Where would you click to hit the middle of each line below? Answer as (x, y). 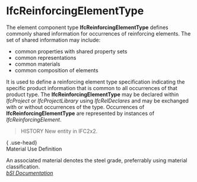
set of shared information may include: (53, 40)
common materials (37, 64)
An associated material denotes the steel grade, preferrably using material (97, 160)
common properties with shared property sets (71, 51)
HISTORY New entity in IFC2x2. (59, 131)
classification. (23, 167)
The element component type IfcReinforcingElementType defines (87, 27)
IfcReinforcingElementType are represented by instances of (80, 113)
